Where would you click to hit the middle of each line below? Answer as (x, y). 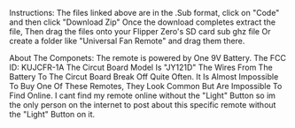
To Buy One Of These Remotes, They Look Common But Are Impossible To (146, 86)
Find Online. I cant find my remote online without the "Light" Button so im (143, 95)
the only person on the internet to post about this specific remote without (143, 105)
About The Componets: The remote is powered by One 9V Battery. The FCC (147, 58)
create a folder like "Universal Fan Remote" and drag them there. (127, 41)
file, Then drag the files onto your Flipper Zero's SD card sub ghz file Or (140, 31)
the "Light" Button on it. (52, 114)
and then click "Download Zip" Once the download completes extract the (143, 22)
